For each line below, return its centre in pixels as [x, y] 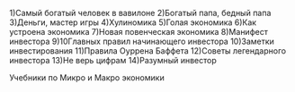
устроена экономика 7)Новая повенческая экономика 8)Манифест [139, 32]
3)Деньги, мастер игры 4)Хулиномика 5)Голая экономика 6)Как [133, 22]
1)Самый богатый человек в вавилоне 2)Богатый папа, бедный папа [140, 13]
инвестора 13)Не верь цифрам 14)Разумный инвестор [113, 60]
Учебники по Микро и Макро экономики [87, 78]
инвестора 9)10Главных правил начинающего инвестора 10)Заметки [142, 41]
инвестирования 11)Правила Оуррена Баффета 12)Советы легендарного [147, 51]
